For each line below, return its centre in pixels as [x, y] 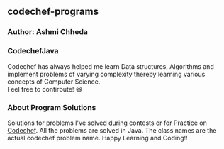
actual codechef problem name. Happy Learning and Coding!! [97, 138]
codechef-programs [53, 12]
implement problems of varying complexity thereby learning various [106, 74]
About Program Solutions [52, 107]
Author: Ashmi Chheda [48, 32]
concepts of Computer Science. [54, 82]
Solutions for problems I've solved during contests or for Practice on [107, 123]
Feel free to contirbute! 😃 [45, 89]
